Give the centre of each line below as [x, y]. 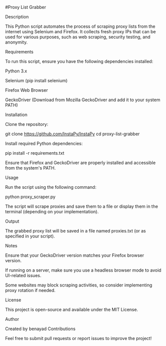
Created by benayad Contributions [40, 329]
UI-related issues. [23, 275]
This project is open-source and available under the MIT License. [72, 310]
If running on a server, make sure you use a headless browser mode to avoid [83, 270]
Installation [16, 115]
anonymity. [17, 42]
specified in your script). [30, 236]
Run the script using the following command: [51, 187]
